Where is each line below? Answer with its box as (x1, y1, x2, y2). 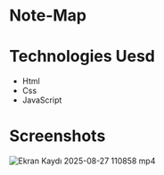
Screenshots (9, 126, 106, 146)
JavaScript (21, 95, 62, 105)
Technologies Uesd (9, 46, 156, 67)
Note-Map (9, 5, 87, 26)
